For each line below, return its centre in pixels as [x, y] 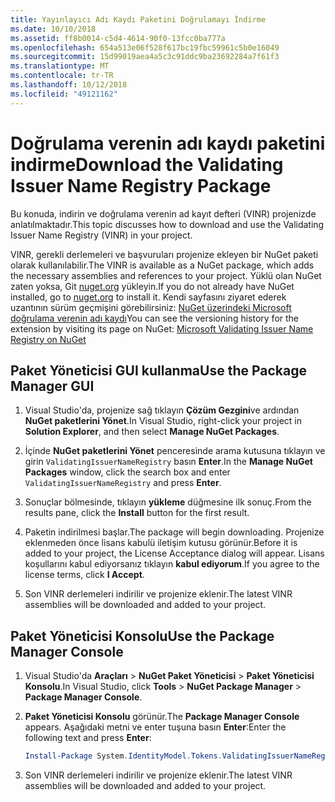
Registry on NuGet [48, 339]
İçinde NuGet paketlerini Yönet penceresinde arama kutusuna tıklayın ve [175, 451]
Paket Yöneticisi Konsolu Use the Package [142, 636]
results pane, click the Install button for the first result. [137, 513]
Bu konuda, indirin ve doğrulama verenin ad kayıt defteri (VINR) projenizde [163, 213]
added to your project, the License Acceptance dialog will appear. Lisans [174, 553]
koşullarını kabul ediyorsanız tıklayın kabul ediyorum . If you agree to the [172, 564]
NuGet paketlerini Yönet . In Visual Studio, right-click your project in [163, 421]
